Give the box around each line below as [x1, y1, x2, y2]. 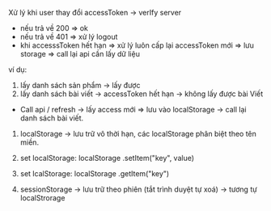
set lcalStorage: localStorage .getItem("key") [19, 169, 170, 178]
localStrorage [19, 193, 66, 202]
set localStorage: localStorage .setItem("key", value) [19, 154, 195, 162]
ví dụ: [8, 65, 28, 74]
